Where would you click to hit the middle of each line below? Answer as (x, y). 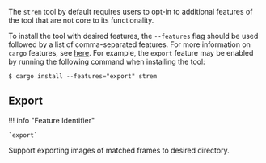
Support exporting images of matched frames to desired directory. (119, 150)
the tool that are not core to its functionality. (81, 20)
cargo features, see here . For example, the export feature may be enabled (131, 53)
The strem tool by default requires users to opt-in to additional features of (131, 12)
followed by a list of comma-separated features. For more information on (129, 44)
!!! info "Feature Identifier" (52, 120)
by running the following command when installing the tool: (107, 61)
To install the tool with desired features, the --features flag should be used (133, 36)
